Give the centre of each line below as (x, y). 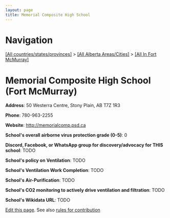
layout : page (19, 10)
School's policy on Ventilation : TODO (46, 160)
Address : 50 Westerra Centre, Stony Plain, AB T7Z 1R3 (63, 105)
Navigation (29, 40)
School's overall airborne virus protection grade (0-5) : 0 (66, 135)
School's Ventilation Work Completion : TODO (55, 170)
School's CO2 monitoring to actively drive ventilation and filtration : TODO (85, 190)
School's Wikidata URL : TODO (38, 200)
